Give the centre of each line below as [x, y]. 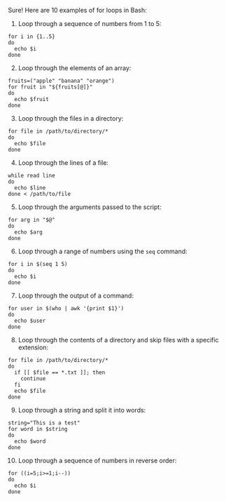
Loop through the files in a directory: [71, 118]
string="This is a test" [44, 423]
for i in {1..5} [31, 36]
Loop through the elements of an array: [75, 68]
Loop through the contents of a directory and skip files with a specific [118, 340]
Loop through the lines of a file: [63, 163]
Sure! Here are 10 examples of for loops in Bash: [77, 10]
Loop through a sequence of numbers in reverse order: [97, 460]
